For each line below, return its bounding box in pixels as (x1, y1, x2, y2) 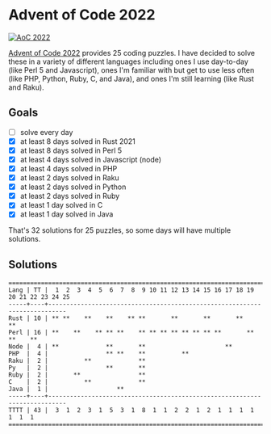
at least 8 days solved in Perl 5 (19, 145, 123, 155)
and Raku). (8, 82, 44, 92)
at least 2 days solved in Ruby (19, 192, 120, 201)
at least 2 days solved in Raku (19, 173, 119, 183)
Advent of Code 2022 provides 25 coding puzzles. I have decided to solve (8, 48, 256, 57)
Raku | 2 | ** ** (8, 357, 147, 365)
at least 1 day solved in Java (19, 209, 114, 219)
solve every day (19, 127, 73, 137)
